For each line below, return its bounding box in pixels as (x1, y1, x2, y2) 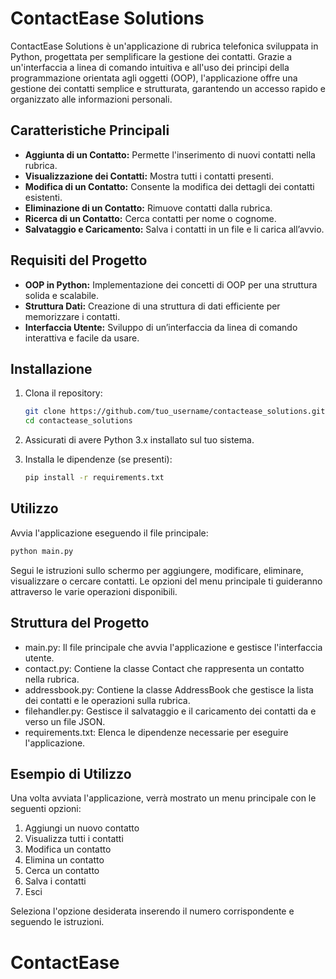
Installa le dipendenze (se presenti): (24, 453, 173, 466)
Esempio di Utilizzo (10, 765, 132, 782)
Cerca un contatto (24, 865, 100, 877)
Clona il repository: (24, 387, 103, 399)
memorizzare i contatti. (24, 310, 121, 322)
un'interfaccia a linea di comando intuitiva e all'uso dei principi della (10, 61, 290, 73)
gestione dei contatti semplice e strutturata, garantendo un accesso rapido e (10, 82, 326, 94)
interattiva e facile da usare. (24, 332, 140, 344)
